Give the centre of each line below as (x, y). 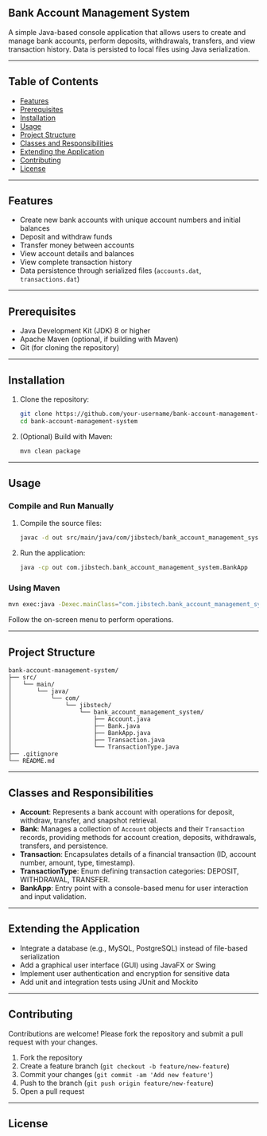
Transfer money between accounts (77, 245)
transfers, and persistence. (64, 846)
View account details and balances (77, 254)
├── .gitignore (33, 754)
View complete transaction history (76, 263)
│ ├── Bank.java (74, 726)
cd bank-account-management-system (79, 421)
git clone (36, 414)
